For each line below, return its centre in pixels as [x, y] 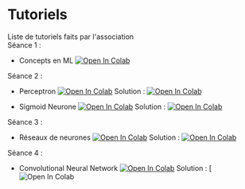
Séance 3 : [25, 121]
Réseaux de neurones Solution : [99, 137]
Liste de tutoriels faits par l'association [71, 37]
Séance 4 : [25, 152]
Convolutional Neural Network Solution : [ [115, 168]
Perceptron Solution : [82, 91]
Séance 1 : [24, 44]
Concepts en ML [46, 60]
